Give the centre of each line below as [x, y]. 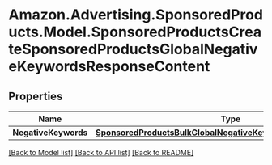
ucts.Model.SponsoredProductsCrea [135, 32]
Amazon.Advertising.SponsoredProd [136, 15]
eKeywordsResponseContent [109, 67]
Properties [36, 96]
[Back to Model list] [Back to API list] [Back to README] [101, 152]
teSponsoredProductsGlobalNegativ [133, 49]
